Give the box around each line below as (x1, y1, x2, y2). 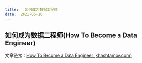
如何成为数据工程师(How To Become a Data (5, 31, 138, 39)
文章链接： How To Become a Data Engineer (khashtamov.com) (5, 52, 132, 59)
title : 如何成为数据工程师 (5, 7, 58, 12)
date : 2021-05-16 (5, 12, 43, 17)
